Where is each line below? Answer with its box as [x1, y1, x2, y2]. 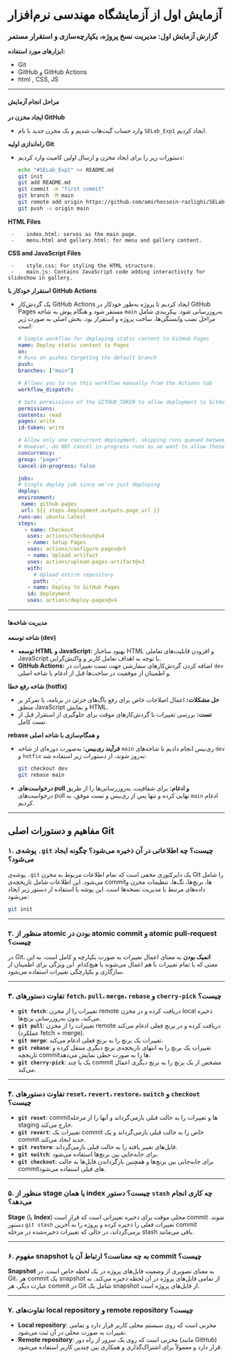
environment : [17, 494, 56, 501]
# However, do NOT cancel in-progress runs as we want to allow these [17, 443, 225, 450]
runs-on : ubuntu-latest [17, 513, 87, 521]
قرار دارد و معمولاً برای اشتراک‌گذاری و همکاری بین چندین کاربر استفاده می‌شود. [17, 1343, 222, 1351]
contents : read [17, 411, 62, 418]
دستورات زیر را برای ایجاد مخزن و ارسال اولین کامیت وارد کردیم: [17, 153, 184, 162]
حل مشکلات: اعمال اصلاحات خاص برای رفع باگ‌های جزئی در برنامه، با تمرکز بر [17, 696, 220, 704]
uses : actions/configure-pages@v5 [27, 545, 127, 552]
